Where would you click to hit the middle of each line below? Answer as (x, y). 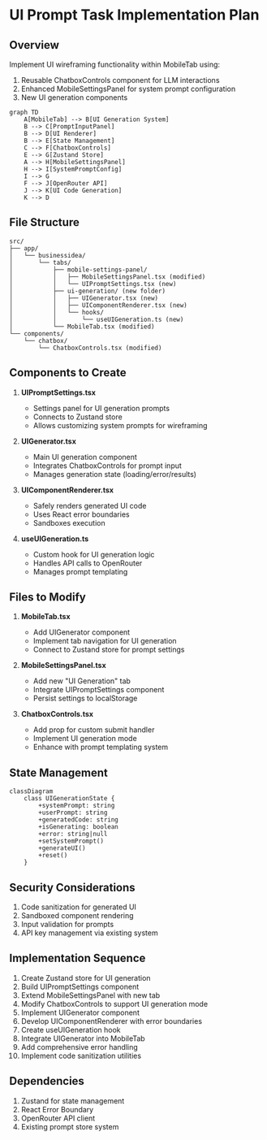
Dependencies (47, 1081)
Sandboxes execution (69, 522)
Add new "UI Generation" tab (82, 681)
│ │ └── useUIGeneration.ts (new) (97, 319)
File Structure (44, 222)
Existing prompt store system (70, 1126)
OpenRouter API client (58, 1118)
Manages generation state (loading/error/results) (115, 474)
